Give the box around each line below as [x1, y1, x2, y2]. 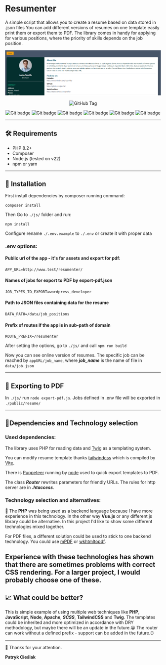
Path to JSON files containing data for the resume [5, 300, 109, 306]
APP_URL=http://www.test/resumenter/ [5, 267, 83, 272]
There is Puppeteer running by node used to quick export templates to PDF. [5, 469, 159, 475]
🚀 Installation [5, 179, 46, 188]
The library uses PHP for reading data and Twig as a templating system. [5, 445, 151, 451]
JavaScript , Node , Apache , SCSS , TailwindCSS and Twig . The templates [5, 614, 156, 621]
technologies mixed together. [5, 524, 65, 530]
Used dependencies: [5, 434, 56, 441]
